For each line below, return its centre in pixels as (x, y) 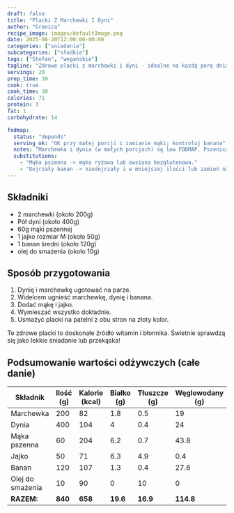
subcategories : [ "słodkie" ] (48, 53)
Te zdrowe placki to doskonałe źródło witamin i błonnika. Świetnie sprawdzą (116, 333)
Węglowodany (200, 393)
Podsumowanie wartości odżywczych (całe (104, 363)
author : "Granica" (34, 27)
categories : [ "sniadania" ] (46, 46)
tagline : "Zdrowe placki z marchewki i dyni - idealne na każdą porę (110, 66)
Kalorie (91, 393)
